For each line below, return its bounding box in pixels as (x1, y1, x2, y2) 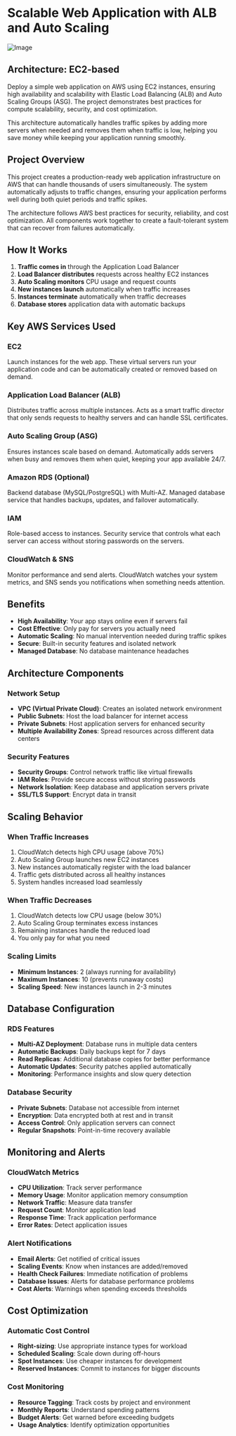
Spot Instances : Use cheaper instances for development (17, 1357, 183, 1366)
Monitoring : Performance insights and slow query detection (17, 1070, 192, 1078)
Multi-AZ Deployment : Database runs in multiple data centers (17, 1040, 198, 1049)
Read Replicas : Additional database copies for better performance (17, 1055, 211, 1063)
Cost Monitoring (7, 1382, 65, 1392)
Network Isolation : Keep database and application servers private (17, 783, 209, 792)
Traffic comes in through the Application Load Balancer (17, 263, 179, 271)
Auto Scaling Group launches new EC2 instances (17, 856, 159, 864)
